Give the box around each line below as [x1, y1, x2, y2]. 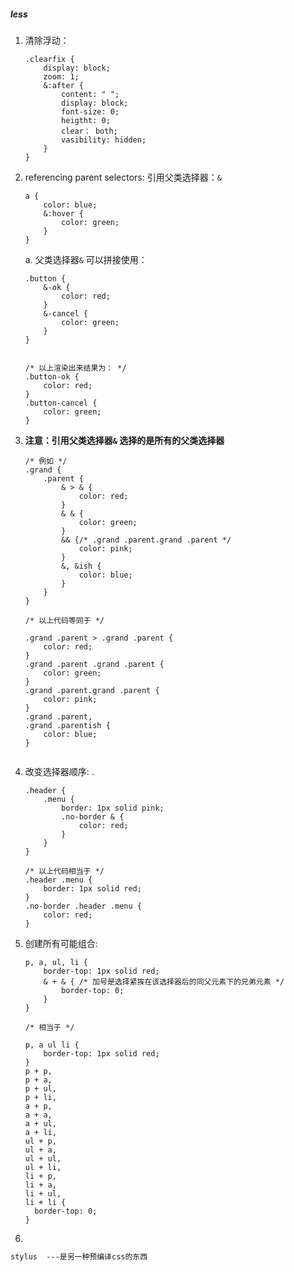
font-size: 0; [61, 106, 120, 117]
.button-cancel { [24, 398, 98, 408]
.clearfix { [24, 54, 75, 64]
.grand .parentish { [24, 720, 111, 730]
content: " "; [61, 89, 120, 99]
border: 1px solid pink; [61, 803, 165, 813]
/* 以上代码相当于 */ [24, 866, 105, 876]
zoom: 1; [43, 71, 80, 82]
